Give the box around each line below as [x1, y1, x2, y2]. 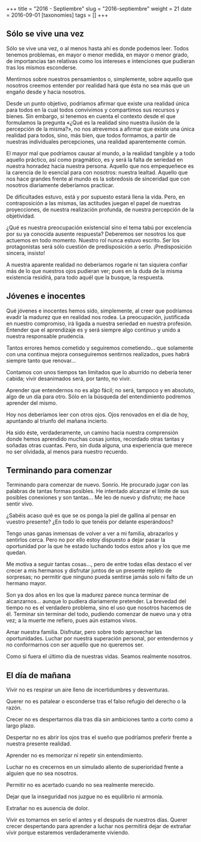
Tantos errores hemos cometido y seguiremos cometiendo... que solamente [6, 344, 194, 351]
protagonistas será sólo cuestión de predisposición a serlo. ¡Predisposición [6, 243, 192, 250]
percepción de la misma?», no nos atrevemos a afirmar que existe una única [6, 125, 195, 133]
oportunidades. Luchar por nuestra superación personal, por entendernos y [6, 635, 193, 642]
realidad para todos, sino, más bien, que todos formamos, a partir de [6, 131, 176, 139]
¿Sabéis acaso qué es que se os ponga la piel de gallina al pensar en [6, 512, 176, 519]
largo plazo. [6, 722, 35, 729]
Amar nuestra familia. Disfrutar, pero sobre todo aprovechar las [6, 629, 163, 636]
